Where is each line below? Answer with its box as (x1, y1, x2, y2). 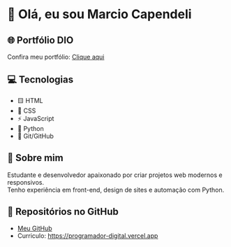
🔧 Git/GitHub (17, 132, 54, 140)
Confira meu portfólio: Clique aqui (7, 52, 105, 61)
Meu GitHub (17, 224, 52, 233)
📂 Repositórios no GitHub (7, 206, 119, 218)
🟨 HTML (17, 96, 43, 104)
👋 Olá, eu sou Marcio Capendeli (7, 6, 192, 22)
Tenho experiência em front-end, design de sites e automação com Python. (7, 185, 225, 194)
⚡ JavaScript (17, 114, 54, 122)
